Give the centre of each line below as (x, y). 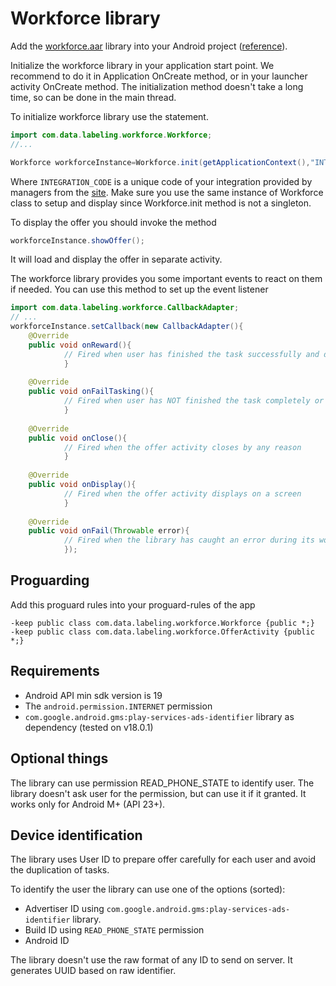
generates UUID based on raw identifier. (93, 971)
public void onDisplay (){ (82, 485)
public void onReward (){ (80, 345)
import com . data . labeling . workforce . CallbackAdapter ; (125, 308)
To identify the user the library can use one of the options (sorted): (148, 889)
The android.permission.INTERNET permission (118, 706)
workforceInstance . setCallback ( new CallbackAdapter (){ (127, 327)
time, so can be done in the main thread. (93, 97)
